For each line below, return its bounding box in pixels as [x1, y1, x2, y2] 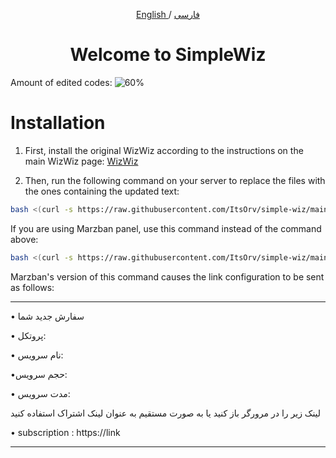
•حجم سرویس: [10, 368, 68, 380]
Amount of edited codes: [10, 76, 113, 88]
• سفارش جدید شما [10, 310, 85, 322]
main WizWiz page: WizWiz [24, 155, 139, 167]
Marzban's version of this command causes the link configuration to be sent [10, 270, 325, 283]
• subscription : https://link [10, 426, 121, 438]
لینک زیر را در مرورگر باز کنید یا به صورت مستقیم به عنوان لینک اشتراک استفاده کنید [10, 407, 322, 419]
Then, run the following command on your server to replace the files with [24, 174, 326, 186]
